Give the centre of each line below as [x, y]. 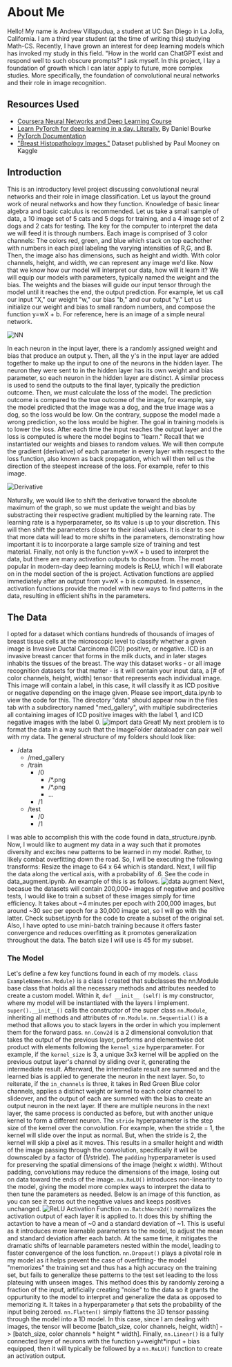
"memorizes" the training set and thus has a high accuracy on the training [112, 1267]
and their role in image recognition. [57, 82]
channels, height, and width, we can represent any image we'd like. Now [110, 262]
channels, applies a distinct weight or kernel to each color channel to [105, 1091]
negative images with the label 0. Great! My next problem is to [116, 722]
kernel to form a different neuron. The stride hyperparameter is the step [110, 1120]
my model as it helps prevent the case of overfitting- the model [97, 1260]
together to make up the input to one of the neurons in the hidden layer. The [115, 363]
